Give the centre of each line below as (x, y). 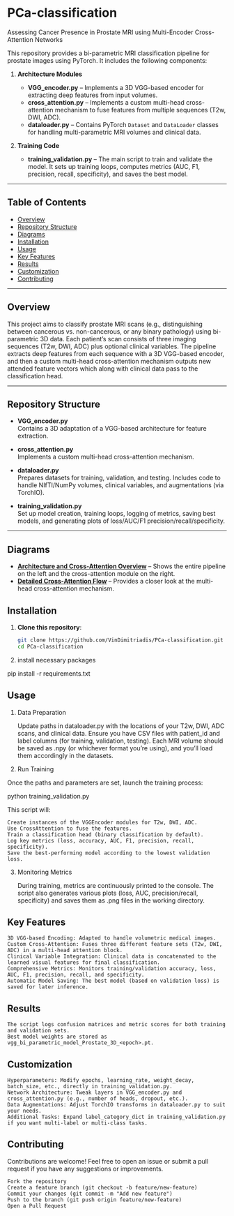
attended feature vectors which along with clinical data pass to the (103, 369)
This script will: (29, 809)
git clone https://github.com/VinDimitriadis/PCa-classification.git (120, 640)
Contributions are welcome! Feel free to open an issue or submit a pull (108, 1161)
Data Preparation (41, 712)
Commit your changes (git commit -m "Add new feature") (90, 1194)
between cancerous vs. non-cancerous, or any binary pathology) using (109, 331)
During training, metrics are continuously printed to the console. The (115, 885)
